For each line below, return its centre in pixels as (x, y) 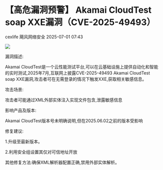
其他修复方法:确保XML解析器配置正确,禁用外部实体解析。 (62, 162)
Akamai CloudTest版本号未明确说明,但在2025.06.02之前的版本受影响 (74, 121)
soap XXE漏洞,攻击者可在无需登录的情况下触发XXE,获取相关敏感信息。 (76, 79)
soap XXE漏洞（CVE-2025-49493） (80, 22)
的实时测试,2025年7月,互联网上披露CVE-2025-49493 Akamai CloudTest (78, 73)
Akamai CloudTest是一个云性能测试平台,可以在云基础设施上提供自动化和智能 (82, 67)
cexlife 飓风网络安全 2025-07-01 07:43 (44, 37)
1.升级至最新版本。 (24, 141)
